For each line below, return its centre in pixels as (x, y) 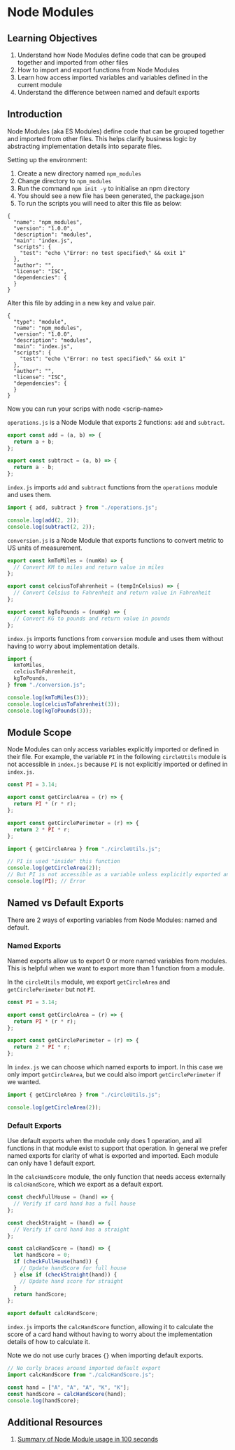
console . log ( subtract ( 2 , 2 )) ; (51, 527)
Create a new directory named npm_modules (79, 173)
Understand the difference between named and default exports (108, 92)
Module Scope (40, 732)
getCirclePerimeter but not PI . (51, 989)
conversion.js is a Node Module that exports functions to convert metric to (115, 540)
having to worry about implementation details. (73, 646)
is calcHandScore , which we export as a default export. (85, 1185)
